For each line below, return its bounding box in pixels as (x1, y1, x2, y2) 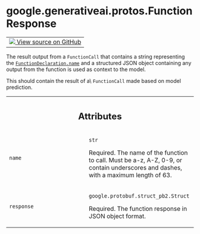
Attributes (78, 110, 122, 122)
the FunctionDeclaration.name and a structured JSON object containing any (6, 59, 192, 66)
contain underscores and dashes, (89, 164, 183, 172)
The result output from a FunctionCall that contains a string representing (6, 53, 185, 60)
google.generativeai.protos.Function (6, 4, 193, 18)
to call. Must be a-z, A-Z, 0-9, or (89, 156, 183, 165)
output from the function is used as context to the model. (6, 66, 146, 73)
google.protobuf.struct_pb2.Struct (89, 193, 190, 199)
